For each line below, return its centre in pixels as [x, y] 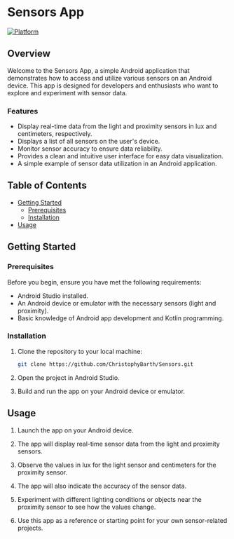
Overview [29, 54]
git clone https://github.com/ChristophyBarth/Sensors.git [105, 364]
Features [23, 111]
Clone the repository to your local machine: [80, 351]
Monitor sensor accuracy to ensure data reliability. [90, 149]
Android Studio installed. [53, 296]
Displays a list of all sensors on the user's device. [89, 142]
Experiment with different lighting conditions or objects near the [109, 499]
